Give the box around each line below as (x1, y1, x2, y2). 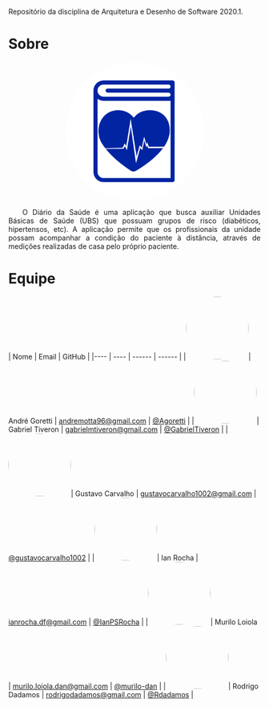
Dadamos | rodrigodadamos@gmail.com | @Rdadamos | (8, 689, 194, 699)
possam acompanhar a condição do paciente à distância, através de (8, 233, 261, 242)
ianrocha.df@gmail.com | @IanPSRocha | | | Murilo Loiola (8, 617, 258, 627)
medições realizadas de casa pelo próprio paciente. (8, 241, 179, 251)
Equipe (8, 270, 56, 288)
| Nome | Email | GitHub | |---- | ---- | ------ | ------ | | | (8, 351, 251, 361)
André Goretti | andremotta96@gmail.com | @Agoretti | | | (8, 416, 259, 425)
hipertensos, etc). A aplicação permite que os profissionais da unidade (8, 224, 261, 234)
